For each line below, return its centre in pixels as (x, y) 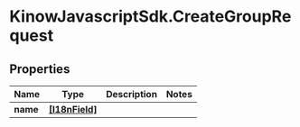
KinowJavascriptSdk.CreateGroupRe (150, 17)
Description (131, 94)
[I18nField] (73, 109)
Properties (40, 69)
